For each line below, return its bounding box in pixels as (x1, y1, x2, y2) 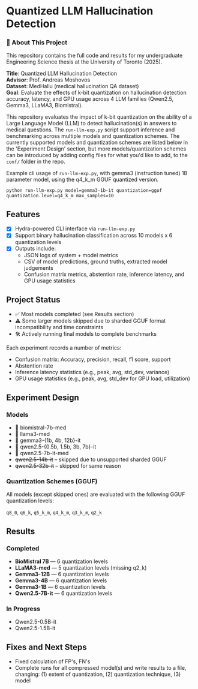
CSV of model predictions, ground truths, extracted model (23, 258, 168, 265)
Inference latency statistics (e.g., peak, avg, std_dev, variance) (14, 369, 170, 376)
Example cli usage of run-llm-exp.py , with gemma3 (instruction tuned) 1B (6, 170, 188, 177)
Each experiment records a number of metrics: (6, 344, 122, 351)
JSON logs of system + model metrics (23, 252, 118, 259)
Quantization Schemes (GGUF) (6, 477, 98, 485)
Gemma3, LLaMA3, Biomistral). (6, 102, 83, 109)
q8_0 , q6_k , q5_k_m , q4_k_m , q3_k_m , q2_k (6, 509, 102, 516)
